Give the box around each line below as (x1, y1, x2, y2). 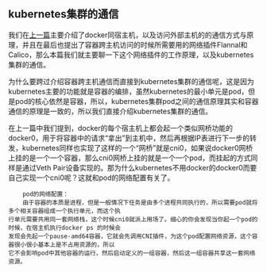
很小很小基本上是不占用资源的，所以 (14, 240, 115, 248)
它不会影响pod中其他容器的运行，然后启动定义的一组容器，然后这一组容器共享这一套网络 (8, 249, 256, 257)
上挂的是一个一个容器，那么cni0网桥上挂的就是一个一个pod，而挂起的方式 (8, 153, 252, 163)
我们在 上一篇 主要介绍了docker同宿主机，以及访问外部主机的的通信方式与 (8, 30, 247, 40)
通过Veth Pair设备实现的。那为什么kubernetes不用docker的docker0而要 (21, 163, 257, 172)
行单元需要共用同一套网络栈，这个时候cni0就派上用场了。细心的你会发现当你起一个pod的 (8, 215, 258, 224)
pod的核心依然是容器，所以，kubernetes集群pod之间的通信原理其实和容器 (14, 96, 259, 105)
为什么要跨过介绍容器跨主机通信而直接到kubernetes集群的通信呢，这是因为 (8, 76, 254, 86)
